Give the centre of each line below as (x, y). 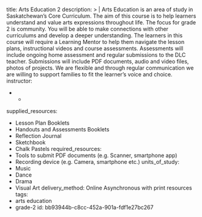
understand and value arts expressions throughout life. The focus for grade (101, 22)
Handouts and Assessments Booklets (62, 129)
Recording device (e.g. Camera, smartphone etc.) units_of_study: (97, 162)
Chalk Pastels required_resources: (58, 149)
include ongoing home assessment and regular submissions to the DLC (96, 55)
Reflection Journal (38, 136)
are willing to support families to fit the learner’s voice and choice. (89, 74)
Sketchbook (30, 142)
